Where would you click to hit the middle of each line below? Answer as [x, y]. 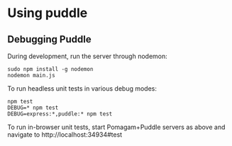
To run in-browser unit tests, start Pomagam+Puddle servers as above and [116, 127]
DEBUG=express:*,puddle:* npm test [60, 114]
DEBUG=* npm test [33, 108]
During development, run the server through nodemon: [88, 56]
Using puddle [48, 13]
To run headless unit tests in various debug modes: [82, 89]
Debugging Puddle [49, 39]
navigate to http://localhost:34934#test [65, 135]
